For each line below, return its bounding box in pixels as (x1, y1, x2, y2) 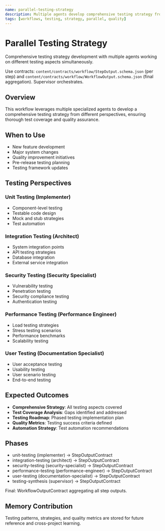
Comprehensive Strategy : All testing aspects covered (12, 404, 122, 410)
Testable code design (12, 210, 56, 216)
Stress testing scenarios (12, 327, 61, 333)
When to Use (5, 131, 46, 139)
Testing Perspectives (5, 179, 72, 187)
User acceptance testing (12, 361, 62, 367)
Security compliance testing (12, 293, 69, 300)
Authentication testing (12, 299, 57, 305)
